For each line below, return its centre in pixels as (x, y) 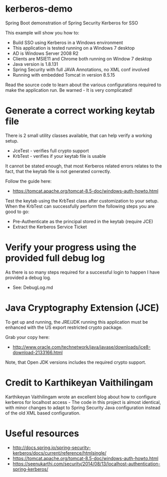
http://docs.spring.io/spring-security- (52, 448)
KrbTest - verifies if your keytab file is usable (59, 156)
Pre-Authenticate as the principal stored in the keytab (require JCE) (83, 221)
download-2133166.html (38, 352)
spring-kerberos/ (30, 469)
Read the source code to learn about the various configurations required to (83, 85)
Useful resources (42, 433)
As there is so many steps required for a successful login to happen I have (82, 272)
